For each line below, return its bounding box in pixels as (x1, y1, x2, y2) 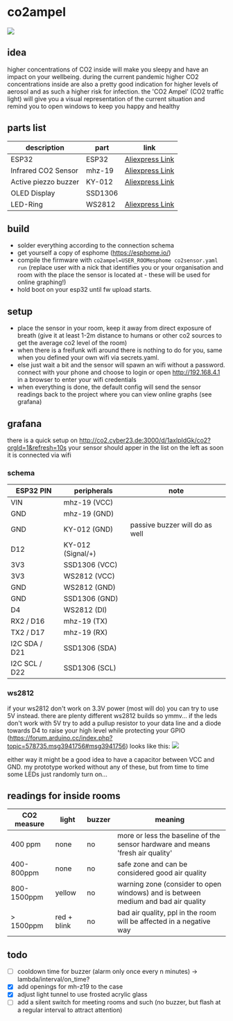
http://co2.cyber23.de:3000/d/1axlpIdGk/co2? (79, 436, 212, 444)
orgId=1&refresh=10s (7, 444, 67, 451)
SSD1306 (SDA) (63, 643, 117, 653)
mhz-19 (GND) (63, 509, 114, 518)
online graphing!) (17, 278, 67, 286)
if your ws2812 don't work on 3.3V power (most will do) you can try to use (7, 704, 218, 713)
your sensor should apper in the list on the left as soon (68, 444, 224, 451)
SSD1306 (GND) (63, 594, 119, 604)
